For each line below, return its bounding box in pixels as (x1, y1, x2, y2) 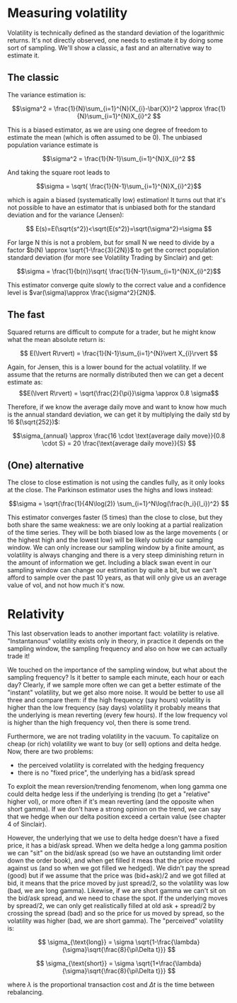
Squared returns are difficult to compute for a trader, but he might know (7, 328, 216, 336)
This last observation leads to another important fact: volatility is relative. (7, 629, 219, 638)
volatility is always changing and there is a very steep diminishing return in (7, 551, 224, 560)
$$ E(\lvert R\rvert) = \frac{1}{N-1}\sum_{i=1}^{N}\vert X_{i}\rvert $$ (20, 349, 218, 358)
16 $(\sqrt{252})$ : (7, 417, 60, 426)
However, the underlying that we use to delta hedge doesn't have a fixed (7, 833, 219, 842)
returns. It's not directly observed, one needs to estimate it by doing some (7, 35, 224, 44)
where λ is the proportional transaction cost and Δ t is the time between (7, 980, 215, 989)
